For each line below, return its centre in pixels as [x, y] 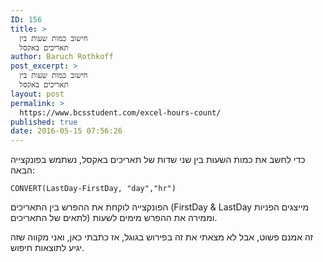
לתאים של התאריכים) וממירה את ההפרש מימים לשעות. [114, 218]
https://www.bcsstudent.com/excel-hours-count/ [120, 112]
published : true [44, 122]
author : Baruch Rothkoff [62, 57]
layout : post [37, 94]
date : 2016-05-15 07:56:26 [66, 131]
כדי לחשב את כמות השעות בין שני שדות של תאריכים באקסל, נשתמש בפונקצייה [158, 160]
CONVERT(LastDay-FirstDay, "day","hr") [93, 189]
